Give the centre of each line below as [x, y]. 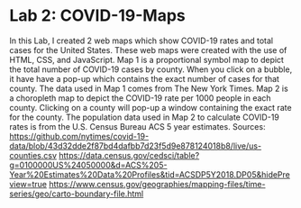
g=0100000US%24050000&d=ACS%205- [88, 165]
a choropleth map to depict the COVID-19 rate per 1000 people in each [141, 98]
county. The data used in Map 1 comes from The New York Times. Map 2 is [149, 88]
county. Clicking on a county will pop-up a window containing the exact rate [150, 107]
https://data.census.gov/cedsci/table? [129, 155]
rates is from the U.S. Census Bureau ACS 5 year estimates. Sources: [137, 126]
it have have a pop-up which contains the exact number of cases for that [144, 78]
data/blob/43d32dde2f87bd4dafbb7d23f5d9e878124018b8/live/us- [136, 146]
